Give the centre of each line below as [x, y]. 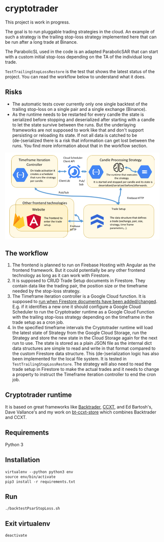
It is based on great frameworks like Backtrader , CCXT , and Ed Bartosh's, [79, 407]
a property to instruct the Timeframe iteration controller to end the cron [84, 374]
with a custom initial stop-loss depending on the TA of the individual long [79, 56]
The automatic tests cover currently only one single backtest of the [80, 104]
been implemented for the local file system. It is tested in [69, 359]
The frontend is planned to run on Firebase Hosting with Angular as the [84, 265]
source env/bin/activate [30, 477]
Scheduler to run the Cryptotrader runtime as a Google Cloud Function [83, 312]
